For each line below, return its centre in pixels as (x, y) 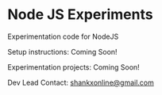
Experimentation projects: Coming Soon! (73, 67)
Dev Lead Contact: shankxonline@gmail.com (81, 82)
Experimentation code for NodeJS (63, 36)
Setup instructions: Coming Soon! (62, 51)
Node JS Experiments (80, 15)
